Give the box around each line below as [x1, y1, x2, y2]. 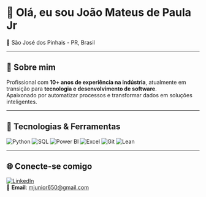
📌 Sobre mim [6, 62, 56, 73]
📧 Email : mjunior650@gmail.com [6, 184, 89, 191]
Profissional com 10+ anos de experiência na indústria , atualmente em [6, 78, 186, 86]
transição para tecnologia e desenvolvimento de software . [6, 85, 158, 92]
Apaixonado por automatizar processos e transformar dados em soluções [6, 91, 193, 98]
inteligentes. [6, 98, 38, 105]
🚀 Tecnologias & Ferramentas [6, 122, 121, 132]
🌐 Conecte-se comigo [6, 161, 93, 171]
